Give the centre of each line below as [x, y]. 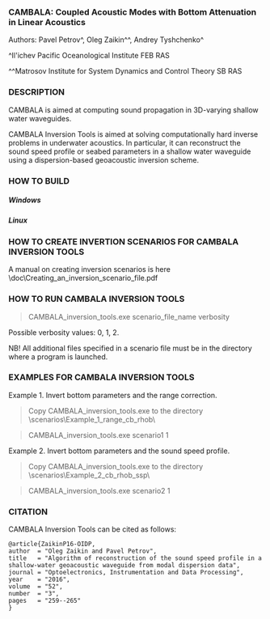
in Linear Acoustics [47, 22]
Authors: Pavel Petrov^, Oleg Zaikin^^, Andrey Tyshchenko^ [106, 40]
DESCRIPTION [37, 92]
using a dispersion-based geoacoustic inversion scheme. [104, 159]
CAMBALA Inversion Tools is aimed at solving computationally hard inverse [133, 134]
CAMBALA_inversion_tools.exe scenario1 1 [98, 435]
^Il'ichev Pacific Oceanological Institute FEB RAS [89, 56]
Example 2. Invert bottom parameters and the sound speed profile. [119, 451]
